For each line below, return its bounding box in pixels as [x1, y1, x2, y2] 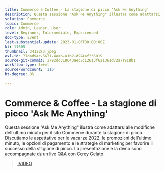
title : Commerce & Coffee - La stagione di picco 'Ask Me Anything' [5, 7, 149, 12]
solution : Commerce [5, 16, 45, 21]
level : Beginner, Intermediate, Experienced [5, 30, 98, 35]
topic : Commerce [5, 21, 39, 26]
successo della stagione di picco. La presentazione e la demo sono [5, 145, 142, 151]
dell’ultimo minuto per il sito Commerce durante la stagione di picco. [5, 129, 144, 135]
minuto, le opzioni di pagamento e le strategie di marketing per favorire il [5, 140, 153, 146]
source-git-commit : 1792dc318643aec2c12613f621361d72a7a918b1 [5, 58, 136, 63]
